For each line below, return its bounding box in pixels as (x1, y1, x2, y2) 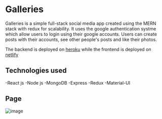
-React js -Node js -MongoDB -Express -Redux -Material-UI (5, 80, 131, 86)
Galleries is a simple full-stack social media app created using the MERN (5, 20, 156, 26)
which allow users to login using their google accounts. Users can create (5, 31, 157, 37)
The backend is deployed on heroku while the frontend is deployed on (5, 46, 151, 52)
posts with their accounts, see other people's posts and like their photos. (5, 36, 157, 43)
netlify (5, 52, 19, 58)
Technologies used (5, 66, 67, 75)
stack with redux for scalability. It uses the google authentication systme (5, 25, 156, 31)
